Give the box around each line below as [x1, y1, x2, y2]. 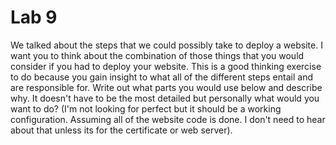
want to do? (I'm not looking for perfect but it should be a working [10, 102, 282, 115]
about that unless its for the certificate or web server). [10, 124, 233, 136]
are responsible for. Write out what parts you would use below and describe [10, 81, 323, 93]
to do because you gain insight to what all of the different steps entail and [10, 71, 313, 83]
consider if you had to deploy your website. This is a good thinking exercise [10, 60, 322, 72]
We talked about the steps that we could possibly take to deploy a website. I [10, 39, 323, 51]
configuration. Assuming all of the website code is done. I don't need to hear [10, 113, 326, 125]
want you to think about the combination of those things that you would [10, 49, 305, 61]
